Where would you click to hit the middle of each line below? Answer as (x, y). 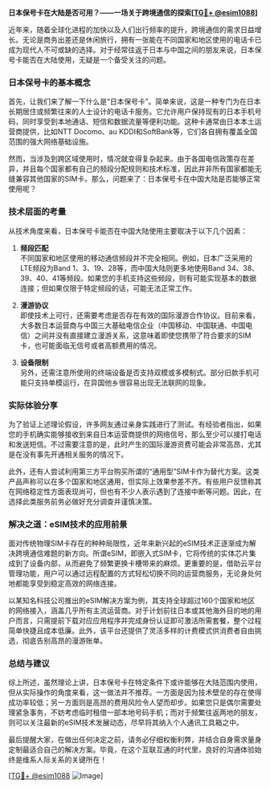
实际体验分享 (33, 405)
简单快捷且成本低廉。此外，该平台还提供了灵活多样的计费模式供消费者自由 (131, 631)
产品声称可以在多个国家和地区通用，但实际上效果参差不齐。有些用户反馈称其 (135, 481)
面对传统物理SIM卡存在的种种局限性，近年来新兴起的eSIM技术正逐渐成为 (129, 543)
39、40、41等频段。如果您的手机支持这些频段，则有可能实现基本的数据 (138, 278)
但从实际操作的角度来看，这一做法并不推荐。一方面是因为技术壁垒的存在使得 (135, 692)
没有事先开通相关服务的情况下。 (75, 454)
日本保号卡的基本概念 (49, 82)
